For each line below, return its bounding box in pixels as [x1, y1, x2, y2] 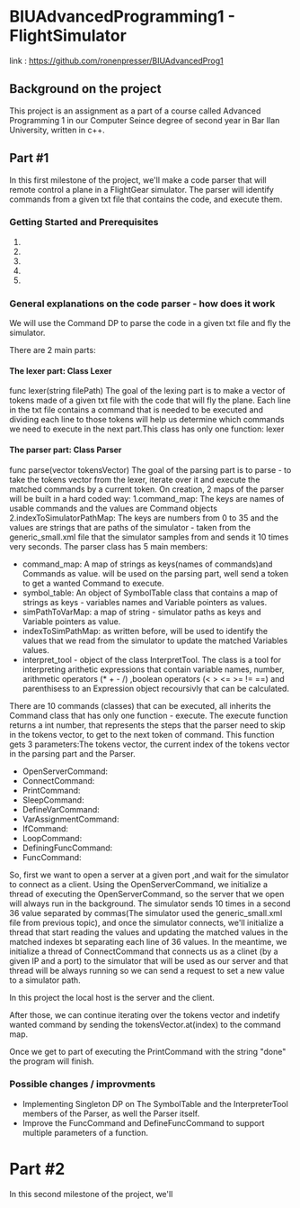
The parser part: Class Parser [9, 444, 122, 455]
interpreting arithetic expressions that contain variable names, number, [22, 664, 285, 675]
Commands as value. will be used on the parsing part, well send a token [22, 568, 289, 578]
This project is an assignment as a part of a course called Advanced [9, 105, 261, 116]
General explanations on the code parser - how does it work [9, 297, 276, 310]
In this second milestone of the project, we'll [9, 1188, 173, 1199]
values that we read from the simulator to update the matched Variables [22, 635, 288, 646]
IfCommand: [22, 822, 69, 834]
